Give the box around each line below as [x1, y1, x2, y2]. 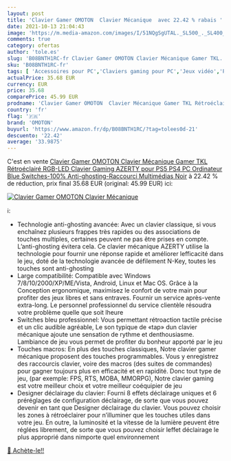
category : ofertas [7, 42, 60, 49]
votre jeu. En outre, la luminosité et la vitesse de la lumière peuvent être [16, 418, 220, 426]
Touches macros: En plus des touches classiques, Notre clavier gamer [16, 345, 217, 353]
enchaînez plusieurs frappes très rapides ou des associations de [16, 228, 201, 236]
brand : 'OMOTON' [7, 119, 54, 126]
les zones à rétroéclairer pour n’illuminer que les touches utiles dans [16, 411, 211, 420]
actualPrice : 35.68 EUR [7, 74, 76, 81]
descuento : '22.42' [7, 132, 63, 139]
